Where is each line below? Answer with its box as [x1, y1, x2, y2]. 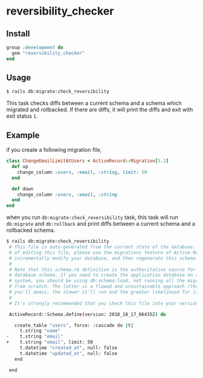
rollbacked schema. [6, 226, 56, 234]
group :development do [6, 44, 63, 50]
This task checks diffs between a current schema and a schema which [6, 100, 182, 107]
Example [6, 130, 40, 140]
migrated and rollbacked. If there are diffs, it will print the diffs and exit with [6, 106, 193, 113]
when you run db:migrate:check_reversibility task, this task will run [6, 214, 178, 221]
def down [11, 186, 34, 192]
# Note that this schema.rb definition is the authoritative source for [8, 266, 196, 272]
